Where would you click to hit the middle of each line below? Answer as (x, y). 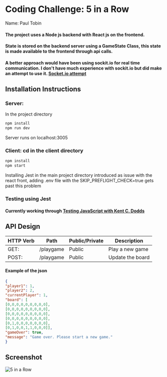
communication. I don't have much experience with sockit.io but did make (83, 68)
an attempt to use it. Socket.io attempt (46, 73)
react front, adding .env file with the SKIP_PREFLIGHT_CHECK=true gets (79, 181)
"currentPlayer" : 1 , (27, 295)
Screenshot (24, 357)
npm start (15, 166)
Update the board (129, 257)
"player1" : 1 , (20, 286)
